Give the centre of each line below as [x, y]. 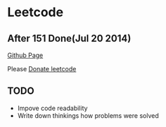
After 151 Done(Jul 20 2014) [69, 38]
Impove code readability [52, 108]
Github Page [25, 55]
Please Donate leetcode [42, 69]
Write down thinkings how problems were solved [88, 115]
